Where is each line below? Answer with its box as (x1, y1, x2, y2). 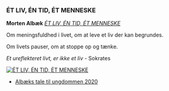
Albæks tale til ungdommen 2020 (14, 78, 98, 86)
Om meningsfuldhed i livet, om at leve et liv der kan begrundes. (6, 31, 164, 39)
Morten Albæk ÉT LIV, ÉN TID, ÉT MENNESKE (6, 20, 121, 27)
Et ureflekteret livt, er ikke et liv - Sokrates (6, 55, 110, 62)
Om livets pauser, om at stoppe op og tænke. (6, 43, 118, 51)
